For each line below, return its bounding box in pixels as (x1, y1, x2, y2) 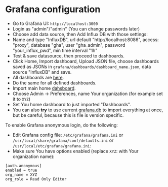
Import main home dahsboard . (12, 85, 76, 91)
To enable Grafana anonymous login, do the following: (5, 122, 118, 128)
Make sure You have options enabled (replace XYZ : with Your (12, 148, 139, 154)
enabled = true (5, 168, 37, 173)
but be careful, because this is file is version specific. (12, 112, 124, 118)
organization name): (12, 153, 55, 160)
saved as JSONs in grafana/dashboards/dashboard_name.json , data (12, 64, 151, 70)
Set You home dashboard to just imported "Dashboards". (12, 101, 132, 107)
